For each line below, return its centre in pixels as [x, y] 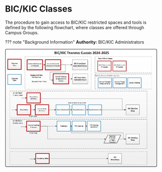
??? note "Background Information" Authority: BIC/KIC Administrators [74, 42]
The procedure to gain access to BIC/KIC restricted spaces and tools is [76, 22]
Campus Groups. [22, 32]
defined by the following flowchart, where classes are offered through [74, 27]
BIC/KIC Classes [39, 9]
